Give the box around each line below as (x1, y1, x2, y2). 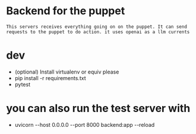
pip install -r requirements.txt (14, 74, 86, 81)
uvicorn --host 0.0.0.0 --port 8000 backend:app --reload (14, 121, 155, 128)
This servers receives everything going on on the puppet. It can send (6, 24, 187, 30)
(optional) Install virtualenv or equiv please (14, 68, 119, 75)
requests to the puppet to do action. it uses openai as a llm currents (6, 28, 190, 35)
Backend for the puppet (6, 4, 125, 18)
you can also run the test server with (6, 102, 191, 115)
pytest (14, 81, 31, 88)
